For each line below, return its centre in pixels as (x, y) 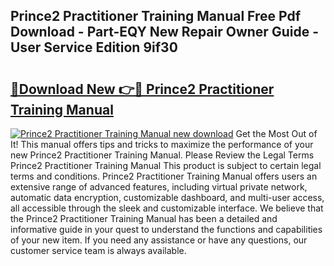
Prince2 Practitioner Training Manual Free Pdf (156, 16)
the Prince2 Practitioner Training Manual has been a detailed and (144, 218)
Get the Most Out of (276, 133)
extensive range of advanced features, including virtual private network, (159, 187)
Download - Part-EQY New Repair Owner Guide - (164, 32)
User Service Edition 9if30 (94, 47)
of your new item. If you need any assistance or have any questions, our (159, 240)
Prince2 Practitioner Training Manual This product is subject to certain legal (166, 165)
